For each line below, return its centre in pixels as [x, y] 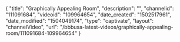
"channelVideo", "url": [32, 27]
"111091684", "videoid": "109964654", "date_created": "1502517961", [89, 15]
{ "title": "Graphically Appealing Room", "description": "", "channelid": [90, 8]
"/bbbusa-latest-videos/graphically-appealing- [117, 27]
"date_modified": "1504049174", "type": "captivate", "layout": [80, 21]
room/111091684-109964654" [41, 33]
